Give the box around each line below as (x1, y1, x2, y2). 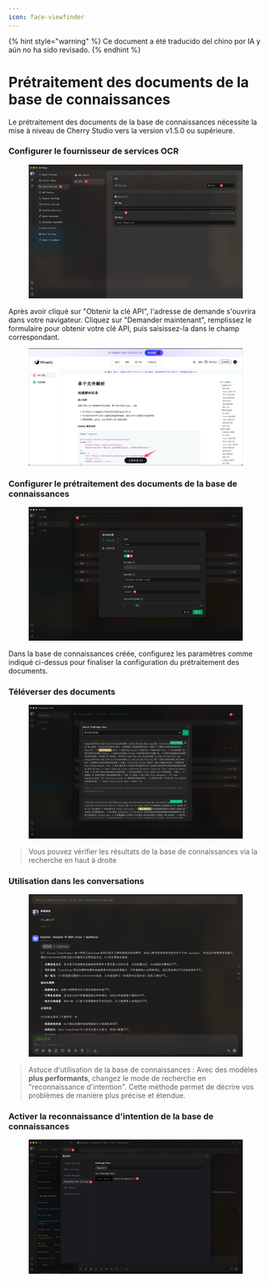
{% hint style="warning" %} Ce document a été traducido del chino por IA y (8, 36, 261, 46)
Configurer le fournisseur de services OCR (8, 145, 179, 157)
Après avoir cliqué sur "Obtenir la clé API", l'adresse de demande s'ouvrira (8, 307, 256, 317)
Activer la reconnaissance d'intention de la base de (8, 1111, 214, 1122)
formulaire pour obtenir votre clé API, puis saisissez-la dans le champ (8, 324, 240, 334)
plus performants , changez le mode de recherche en (27, 1073, 207, 1082)
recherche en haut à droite (27, 855, 117, 864)
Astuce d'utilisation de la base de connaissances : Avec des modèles (27, 1065, 258, 1074)
